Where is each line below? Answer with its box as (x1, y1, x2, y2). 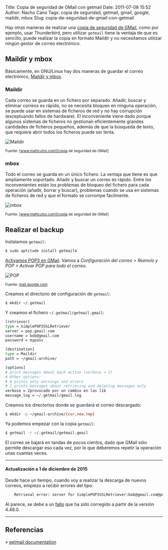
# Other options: (5, 374, 41, 379)
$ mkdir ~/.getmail (5, 301, 46, 306)
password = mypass (5, 338, 43, 343)
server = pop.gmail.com (5, 328, 55, 334)
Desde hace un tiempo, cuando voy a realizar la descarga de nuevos (5, 477, 146, 484)
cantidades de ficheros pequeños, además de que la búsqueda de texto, (5, 124, 155, 130)
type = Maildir (5, 352, 37, 357)
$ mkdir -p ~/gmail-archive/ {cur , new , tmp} (5, 412, 95, 417)
